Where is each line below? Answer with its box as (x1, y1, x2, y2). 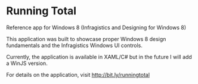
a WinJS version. (6, 60, 48, 67)
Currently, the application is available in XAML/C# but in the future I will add (6, 53, 192, 60)
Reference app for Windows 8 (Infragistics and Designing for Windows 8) (6, 24, 187, 31)
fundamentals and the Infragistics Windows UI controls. (6, 42, 143, 49)
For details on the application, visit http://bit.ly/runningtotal (6, 71, 150, 78)
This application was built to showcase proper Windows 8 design (6, 35, 166, 42)
